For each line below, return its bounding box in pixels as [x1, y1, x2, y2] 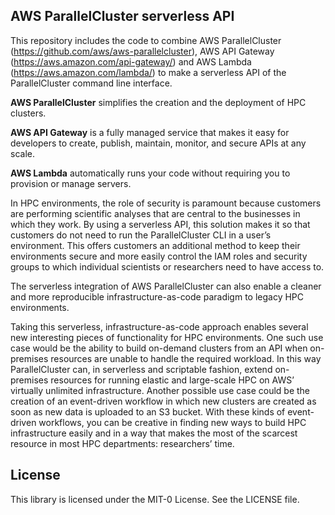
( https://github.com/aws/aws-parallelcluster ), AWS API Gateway [10, 45, 275, 57]
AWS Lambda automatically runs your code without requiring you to [10, 167, 291, 179]
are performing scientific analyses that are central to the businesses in [10, 207, 301, 219]
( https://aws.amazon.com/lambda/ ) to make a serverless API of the [10, 66, 287, 78]
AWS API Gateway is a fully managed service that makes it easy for [10, 126, 290, 138]
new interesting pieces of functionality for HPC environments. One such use [10, 331, 324, 343]
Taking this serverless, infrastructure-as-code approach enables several [10, 320, 309, 333]
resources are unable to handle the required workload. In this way [50, 352, 322, 364]
